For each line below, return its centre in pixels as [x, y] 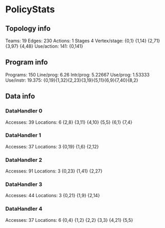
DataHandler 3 [24, 184]
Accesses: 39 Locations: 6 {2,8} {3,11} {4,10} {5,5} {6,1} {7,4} [69, 122]
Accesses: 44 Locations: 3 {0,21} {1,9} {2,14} [53, 196]
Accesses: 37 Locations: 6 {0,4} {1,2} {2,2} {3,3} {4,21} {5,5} [69, 220]
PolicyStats [30, 9]
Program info [26, 62]
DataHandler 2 [24, 160]
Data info [20, 96]
